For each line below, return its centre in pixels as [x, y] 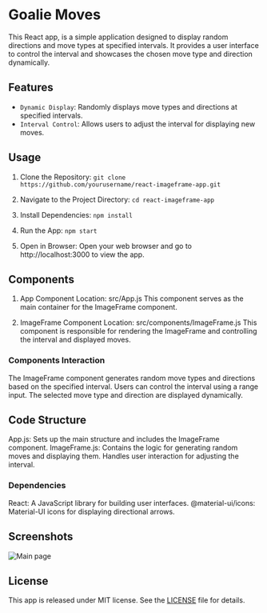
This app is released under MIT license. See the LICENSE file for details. [127, 600]
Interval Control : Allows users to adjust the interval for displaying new [137, 124]
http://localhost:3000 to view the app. [82, 254]
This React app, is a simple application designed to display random [118, 37]
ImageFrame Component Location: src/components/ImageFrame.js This [138, 323]
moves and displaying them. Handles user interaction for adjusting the [124, 456]
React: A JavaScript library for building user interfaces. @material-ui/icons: [132, 503]
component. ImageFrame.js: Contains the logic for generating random [123, 448]
